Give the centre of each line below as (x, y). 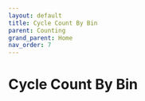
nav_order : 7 (30, 45)
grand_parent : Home (41, 38)
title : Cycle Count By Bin (53, 23)
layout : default (35, 16)
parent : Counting (37, 30)
